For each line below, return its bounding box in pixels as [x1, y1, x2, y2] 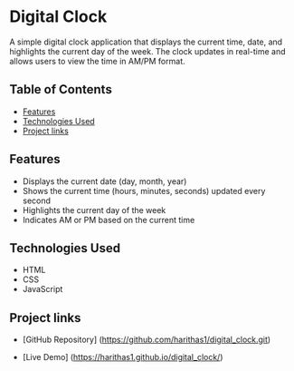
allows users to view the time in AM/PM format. [9, 55, 185, 66]
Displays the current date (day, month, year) [22, 175, 187, 187]
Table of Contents [9, 82, 113, 97]
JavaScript [22, 284, 63, 295]
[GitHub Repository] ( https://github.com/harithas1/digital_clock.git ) [22, 334, 271, 346]
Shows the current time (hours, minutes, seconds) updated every [22, 185, 266, 196]
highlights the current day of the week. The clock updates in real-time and [9, 45, 287, 56]
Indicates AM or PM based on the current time [22, 214, 195, 225]
